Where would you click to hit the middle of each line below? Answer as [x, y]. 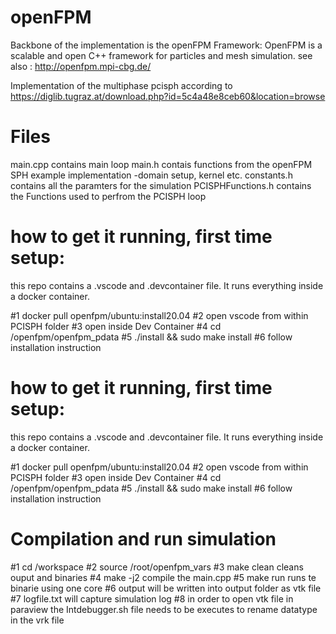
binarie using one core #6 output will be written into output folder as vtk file [166, 588]
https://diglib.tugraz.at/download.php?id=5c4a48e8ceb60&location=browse [168, 96]
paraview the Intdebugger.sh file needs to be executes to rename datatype [164, 609]
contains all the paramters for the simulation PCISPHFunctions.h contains [161, 185]
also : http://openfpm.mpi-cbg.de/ [81, 66]
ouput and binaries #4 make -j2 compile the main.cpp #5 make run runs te [163, 577]
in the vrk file [37, 620]
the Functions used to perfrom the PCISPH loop [108, 196]
